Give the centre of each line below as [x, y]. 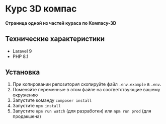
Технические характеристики [55, 39]
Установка [23, 72]
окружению [25, 95]
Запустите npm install [37, 106]
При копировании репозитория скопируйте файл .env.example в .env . [87, 84]
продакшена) [27, 116]
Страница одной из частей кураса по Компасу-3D [61, 23]
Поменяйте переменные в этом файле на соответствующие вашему [86, 90]
